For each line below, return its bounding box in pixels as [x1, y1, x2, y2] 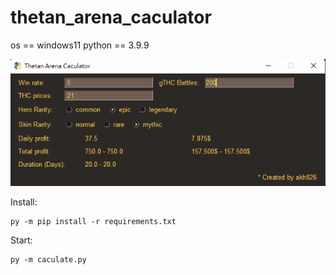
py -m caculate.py [10, 254, 87, 265]
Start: [10, 234, 33, 246]
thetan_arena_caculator [10, 6, 212, 29]
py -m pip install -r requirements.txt [10, 216, 177, 226]
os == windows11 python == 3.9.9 [10, 39, 150, 51]
